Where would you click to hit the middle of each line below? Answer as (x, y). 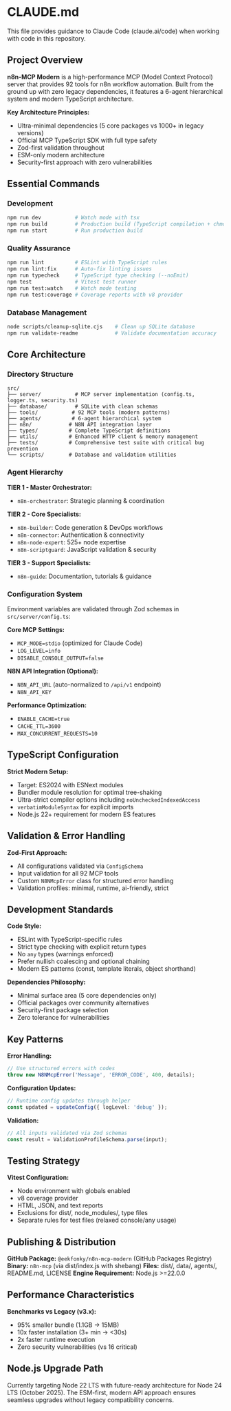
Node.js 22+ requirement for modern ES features (86, 814)
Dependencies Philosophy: (46, 982)
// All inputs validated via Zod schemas (67, 1133)
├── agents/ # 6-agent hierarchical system (84, 419)
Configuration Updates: (42, 1088)
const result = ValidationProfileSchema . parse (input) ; (87, 1139)
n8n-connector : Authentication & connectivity (80, 535)
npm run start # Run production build (75, 231)
